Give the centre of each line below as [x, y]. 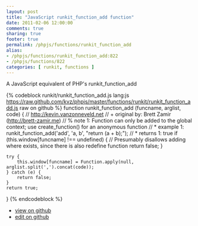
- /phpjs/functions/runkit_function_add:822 [62, 56]
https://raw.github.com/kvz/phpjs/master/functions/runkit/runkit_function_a [98, 102]
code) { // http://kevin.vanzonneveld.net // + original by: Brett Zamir [89, 114]
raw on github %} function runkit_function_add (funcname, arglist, [100, 108]
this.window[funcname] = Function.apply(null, [76, 162]
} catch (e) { [24, 172]
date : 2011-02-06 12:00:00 [40, 23]
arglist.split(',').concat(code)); [50, 167]
